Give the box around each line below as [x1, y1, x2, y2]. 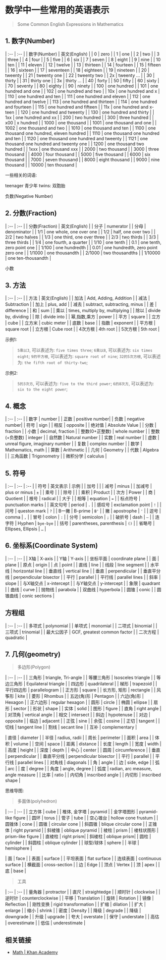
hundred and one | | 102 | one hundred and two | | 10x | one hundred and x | [5, 88, 160, 94]
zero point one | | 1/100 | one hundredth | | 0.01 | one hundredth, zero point [5, 244, 158, 250]
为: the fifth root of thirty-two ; [17, 360, 88, 366]
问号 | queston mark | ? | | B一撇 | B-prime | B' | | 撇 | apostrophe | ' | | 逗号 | [5, 508, 161, 513]
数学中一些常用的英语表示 [5, 4, 110, 16]
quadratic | [5, 634, 27, 640]
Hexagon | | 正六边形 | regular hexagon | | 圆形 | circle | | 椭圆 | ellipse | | [5, 699, 153, 705]
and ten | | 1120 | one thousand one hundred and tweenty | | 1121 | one [5, 135, 148, 141]
